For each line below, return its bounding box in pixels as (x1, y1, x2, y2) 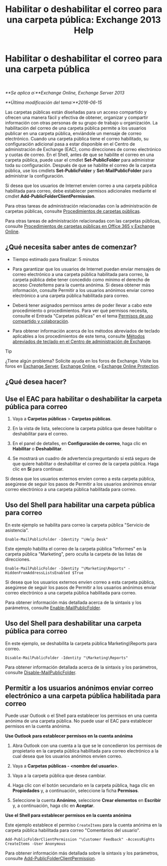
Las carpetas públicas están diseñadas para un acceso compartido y (5, 109, 147, 115)
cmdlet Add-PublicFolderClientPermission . (5, 193, 96, 199)
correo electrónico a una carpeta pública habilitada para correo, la (12, 271, 149, 277)
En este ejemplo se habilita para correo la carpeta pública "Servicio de (5, 521, 150, 528)
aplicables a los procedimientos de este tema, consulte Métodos (12, 333, 145, 339)
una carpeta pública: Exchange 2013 (6, 14, 161, 25)
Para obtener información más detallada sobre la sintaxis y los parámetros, (5, 850, 159, 856)
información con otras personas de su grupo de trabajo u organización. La (5, 119, 158, 125)
